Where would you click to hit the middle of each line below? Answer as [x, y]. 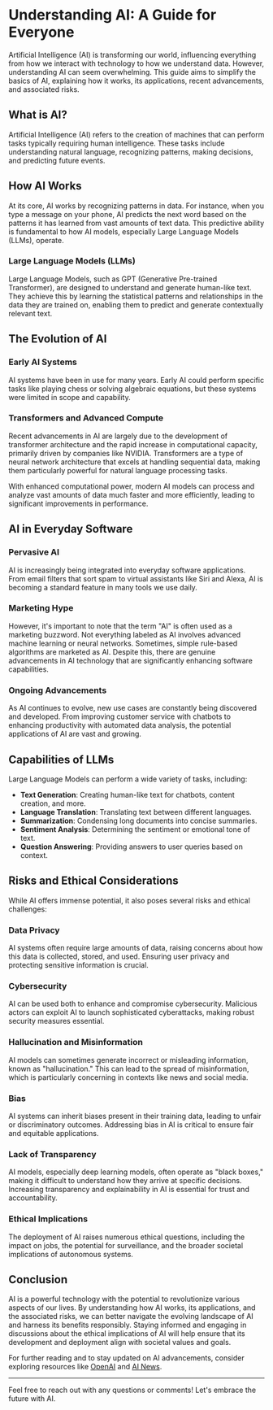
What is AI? [38, 115]
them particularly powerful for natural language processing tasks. [118, 470]
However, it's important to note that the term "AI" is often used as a [121, 626]
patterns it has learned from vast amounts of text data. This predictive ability [136, 223]
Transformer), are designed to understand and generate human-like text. [130, 287]
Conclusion [38, 1279]
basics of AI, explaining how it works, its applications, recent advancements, [136, 81]
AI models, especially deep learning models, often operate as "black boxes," [136, 1172]
